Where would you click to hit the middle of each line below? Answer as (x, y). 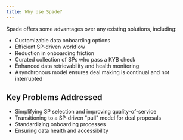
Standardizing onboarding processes (60, 124)
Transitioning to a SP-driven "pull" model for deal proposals (88, 118)
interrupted (29, 78)
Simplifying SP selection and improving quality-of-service (86, 112)
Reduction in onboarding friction (54, 53)
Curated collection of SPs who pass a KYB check (75, 59)
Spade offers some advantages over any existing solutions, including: (91, 29)
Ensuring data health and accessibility (61, 131)
